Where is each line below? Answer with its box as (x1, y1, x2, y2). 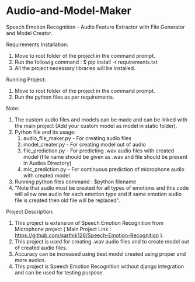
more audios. (14, 256, 47, 263)
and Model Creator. (6, 29, 53, 36)
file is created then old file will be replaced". (14, 197, 120, 204)
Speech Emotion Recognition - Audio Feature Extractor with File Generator (6, 23, 185, 30)
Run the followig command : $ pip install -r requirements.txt (14, 58, 158, 65)
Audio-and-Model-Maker (6, 4, 131, 18)
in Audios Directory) (23, 159, 72, 166)
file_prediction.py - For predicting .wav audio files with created (23, 147, 175, 154)
